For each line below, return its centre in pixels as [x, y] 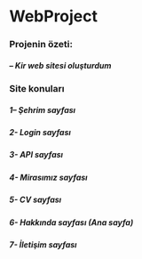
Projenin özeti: [41, 45]
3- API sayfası [36, 155]
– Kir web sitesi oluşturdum [60, 65]
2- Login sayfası [40, 133]
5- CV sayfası [35, 200]
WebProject [54, 16]
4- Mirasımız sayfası [48, 177]
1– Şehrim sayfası [43, 109]
